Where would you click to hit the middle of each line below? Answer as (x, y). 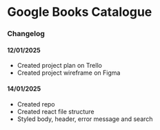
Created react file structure (56, 111)
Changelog (26, 34)
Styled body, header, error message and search (85, 119)
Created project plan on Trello (59, 66)
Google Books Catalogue (80, 12)
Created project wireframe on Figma (69, 73)
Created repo (36, 104)
